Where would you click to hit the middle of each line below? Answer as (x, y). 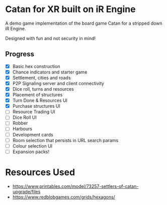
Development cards (33, 134)
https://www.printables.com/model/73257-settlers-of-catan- (75, 186)
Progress (20, 54)
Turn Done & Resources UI (40, 100)
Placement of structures (37, 95)
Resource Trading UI (34, 112)
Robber (20, 123)
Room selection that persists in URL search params (65, 140)
